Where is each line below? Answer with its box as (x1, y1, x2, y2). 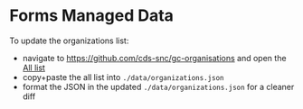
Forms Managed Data (9, 5, 175, 26)
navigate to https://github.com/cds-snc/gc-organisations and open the (22, 52, 287, 63)
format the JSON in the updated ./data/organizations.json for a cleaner (22, 81, 295, 92)
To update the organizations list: (9, 35, 129, 46)
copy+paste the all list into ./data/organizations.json (22, 71, 224, 82)
